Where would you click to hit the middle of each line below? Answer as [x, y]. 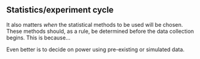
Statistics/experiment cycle [60, 10]
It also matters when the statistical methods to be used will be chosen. [95, 24]
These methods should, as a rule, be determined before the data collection [100, 31]
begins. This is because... [38, 37]
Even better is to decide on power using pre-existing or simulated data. [95, 49]
